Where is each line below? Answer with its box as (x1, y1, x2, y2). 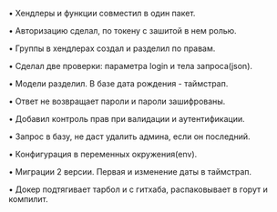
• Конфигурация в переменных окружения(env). (8, 149, 198, 159)
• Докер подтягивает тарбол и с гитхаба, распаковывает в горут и (8, 184, 268, 195)
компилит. (8, 194, 48, 204)
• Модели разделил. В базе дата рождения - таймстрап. (8, 78, 229, 89)
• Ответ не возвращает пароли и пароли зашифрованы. (8, 96, 226, 106)
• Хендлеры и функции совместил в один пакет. (8, 8, 196, 18)
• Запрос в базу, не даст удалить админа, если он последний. (8, 131, 251, 142)
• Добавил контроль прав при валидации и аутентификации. (8, 114, 245, 124)
